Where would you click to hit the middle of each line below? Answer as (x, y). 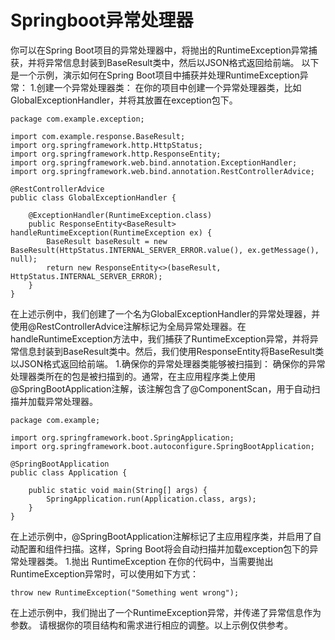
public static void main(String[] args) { (118, 490)
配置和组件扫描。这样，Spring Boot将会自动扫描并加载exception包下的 (164, 548)
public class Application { (69, 472)
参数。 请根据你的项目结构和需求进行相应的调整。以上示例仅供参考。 (151, 625)
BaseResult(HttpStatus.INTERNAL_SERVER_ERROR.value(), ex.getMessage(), (165, 250)
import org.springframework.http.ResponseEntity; (116, 154)
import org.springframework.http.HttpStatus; (106, 145)
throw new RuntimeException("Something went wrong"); (125, 592)
